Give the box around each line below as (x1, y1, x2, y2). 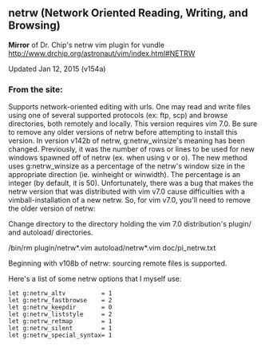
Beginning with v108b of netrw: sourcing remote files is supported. (8, 258, 227, 268)
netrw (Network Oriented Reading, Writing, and (8, 6, 249, 20)
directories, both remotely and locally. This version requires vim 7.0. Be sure (8, 119, 258, 128)
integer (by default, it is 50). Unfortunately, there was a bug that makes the (8, 179, 254, 188)
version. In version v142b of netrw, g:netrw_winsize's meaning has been (8, 136, 246, 146)
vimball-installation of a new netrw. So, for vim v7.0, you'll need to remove (8, 195, 251, 205)
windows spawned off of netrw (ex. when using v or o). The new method (8, 153, 247, 163)
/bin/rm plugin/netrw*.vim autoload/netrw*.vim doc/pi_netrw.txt (8, 243, 216, 253)
